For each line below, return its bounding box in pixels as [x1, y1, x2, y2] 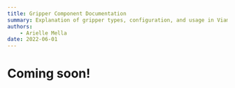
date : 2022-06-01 [7, 36, 58, 43]
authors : [7, 23, 33, 30]
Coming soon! [7, 66, 91, 82]
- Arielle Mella [20, 29, 68, 37]
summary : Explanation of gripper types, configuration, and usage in [7, 17, 215, 24]
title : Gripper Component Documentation [7, 10, 127, 17]
